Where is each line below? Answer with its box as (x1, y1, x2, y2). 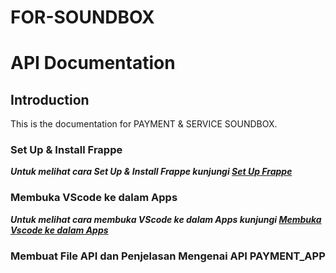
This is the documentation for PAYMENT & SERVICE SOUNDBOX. (10, 118, 278, 130)
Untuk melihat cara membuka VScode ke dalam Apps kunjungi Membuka (10, 213, 322, 225)
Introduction (10, 91, 90, 108)
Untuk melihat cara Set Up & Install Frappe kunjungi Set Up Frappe (10, 166, 293, 178)
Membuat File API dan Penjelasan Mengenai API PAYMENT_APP (10, 249, 326, 263)
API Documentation (10, 52, 176, 75)
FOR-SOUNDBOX (10, 6, 155, 29)
